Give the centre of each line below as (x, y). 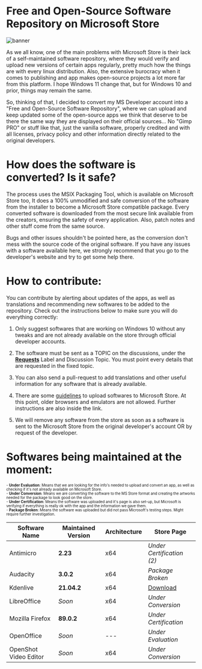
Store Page (170, 531)
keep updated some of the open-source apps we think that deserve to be (97, 115)
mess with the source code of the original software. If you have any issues (98, 244)
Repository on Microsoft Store (83, 24)
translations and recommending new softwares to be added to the (88, 304)
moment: (29, 469)
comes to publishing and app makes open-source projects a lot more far (96, 78)
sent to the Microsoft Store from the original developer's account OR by (103, 426)
